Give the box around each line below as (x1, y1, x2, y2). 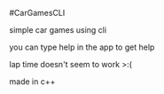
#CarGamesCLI (9, 8, 66, 18)
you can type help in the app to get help (9, 42, 155, 52)
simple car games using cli (9, 25, 107, 35)
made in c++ (9, 76, 56, 87)
